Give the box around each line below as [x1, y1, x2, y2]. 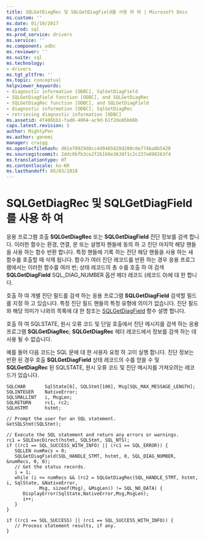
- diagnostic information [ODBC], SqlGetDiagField [6, 89, 138, 95]
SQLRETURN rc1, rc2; [6, 400, 70, 406]
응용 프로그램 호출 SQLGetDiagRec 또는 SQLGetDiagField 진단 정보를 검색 [6, 233, 188, 240]
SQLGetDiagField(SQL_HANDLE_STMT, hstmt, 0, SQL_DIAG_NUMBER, [14, 453, 176, 459]
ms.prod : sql [6, 26, 40, 32]
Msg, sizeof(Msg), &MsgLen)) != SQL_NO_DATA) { [39, 486, 163, 492]
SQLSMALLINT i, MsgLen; [6, 394, 72, 401]
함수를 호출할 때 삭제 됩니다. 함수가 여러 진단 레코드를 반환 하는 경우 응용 [6, 256, 179, 264]
